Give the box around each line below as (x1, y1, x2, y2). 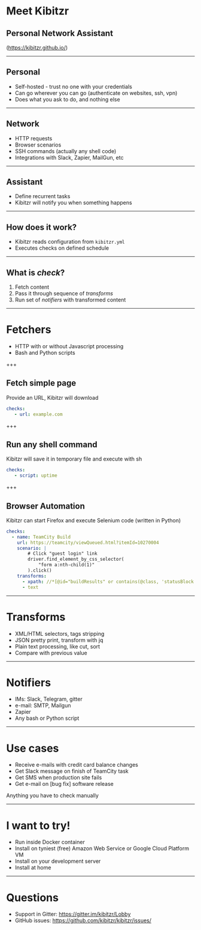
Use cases (6, 741, 59, 755)
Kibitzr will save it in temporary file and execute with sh (6, 455, 142, 463)
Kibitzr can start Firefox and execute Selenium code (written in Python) (6, 516, 181, 524)
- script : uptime (14, 473, 58, 479)
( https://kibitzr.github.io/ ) (6, 44, 68, 51)
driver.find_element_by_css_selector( (28, 557, 124, 563)
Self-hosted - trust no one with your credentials (14, 83, 133, 90)
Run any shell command (6, 439, 98, 450)
